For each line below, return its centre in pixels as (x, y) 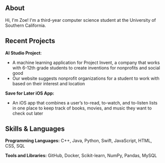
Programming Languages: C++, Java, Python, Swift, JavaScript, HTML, (79, 141)
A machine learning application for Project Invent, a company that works (86, 62)
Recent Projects (30, 41)
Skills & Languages (35, 129)
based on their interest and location (49, 83)
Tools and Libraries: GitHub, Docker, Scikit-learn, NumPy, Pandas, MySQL (81, 156)
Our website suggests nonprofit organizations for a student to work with (86, 78)
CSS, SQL (15, 146)
